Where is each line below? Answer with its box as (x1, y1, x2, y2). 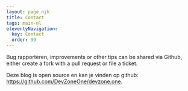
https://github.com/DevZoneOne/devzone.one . (6, 78, 123, 85)
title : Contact (6, 14, 45, 20)
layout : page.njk (6, 8, 50, 15)
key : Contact (11, 31, 45, 37)
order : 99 (11, 37, 36, 43)
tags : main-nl (6, 20, 42, 26)
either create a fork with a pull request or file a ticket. (6, 60, 138, 67)
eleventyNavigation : (6, 25, 58, 32)
